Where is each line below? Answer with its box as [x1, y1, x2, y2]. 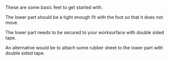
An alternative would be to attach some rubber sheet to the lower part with [5, 45, 163, 50]
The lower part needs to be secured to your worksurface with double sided [5, 29, 164, 35]
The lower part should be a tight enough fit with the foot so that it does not [5, 14, 163, 20]
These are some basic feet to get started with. [5, 5, 103, 10]
